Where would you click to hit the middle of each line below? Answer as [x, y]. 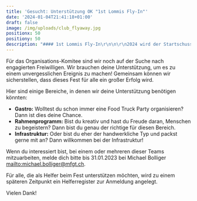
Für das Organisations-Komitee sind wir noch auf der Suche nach [85, 61]
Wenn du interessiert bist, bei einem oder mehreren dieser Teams [85, 151]
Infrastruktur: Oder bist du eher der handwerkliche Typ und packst [96, 133]
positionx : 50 [23, 33]
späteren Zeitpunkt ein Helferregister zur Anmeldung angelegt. [82, 181]
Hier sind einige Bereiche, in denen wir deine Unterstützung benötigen [91, 91]
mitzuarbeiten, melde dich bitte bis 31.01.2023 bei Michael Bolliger [86, 158]
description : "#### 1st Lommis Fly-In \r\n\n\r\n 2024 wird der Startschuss [99, 45]
